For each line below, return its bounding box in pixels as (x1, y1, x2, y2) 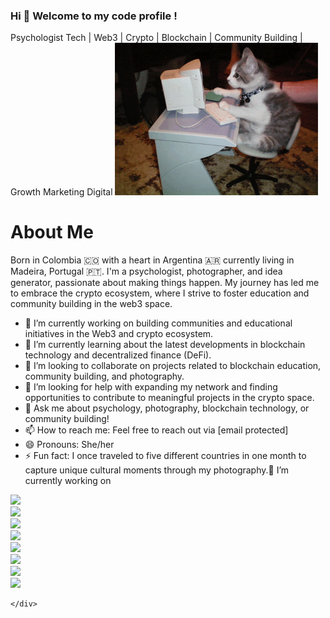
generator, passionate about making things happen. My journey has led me (10, 276, 320, 288)
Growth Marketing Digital (10, 186, 113, 198)
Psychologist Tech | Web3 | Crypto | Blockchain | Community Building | (10, 32, 303, 44)
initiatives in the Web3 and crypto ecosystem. (24, 327, 214, 339)
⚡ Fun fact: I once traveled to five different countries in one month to (24, 449, 307, 461)
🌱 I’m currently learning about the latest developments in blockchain (24, 338, 306, 350)
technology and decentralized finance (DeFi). (24, 349, 212, 361)
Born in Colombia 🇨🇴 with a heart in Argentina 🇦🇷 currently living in (10, 254, 295, 266)
